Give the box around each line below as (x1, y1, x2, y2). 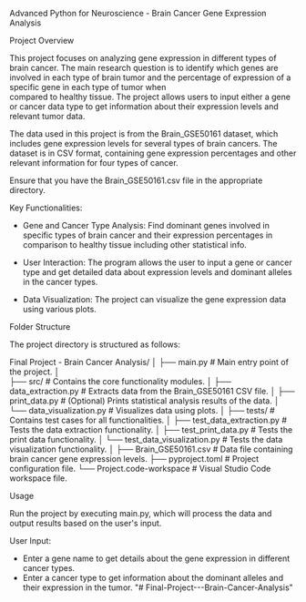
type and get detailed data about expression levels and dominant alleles (22, 267, 293, 277)
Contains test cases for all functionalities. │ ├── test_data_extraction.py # (9, 414, 288, 425)
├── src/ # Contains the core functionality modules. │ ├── (9, 376, 232, 386)
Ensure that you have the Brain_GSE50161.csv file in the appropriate (9, 175, 263, 186)
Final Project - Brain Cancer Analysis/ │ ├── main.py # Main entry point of (9, 357, 290, 367)
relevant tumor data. (9, 111, 86, 121)
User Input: (9, 536, 52, 546)
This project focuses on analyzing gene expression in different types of (9, 53, 277, 63)
